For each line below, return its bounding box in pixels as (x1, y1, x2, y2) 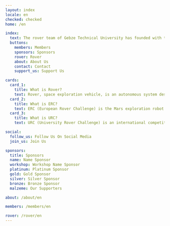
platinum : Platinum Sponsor (10, 167, 69, 172)
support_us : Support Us (14, 69, 65, 74)
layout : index (5, 7, 35, 13)
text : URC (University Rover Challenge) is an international (14, 120, 146, 125)
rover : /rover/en (5, 213, 42, 218)
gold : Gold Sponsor (10, 172, 51, 177)
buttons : (10, 40, 28, 46)
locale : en (5, 12, 28, 17)
